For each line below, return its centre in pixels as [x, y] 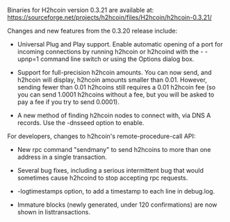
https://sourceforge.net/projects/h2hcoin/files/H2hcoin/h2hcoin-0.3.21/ [109, 17]
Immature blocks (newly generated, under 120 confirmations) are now [117, 205]
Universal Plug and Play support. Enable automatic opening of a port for [120, 44]
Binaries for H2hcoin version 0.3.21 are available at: [81, 10]
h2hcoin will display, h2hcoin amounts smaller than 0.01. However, [112, 80]
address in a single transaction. [62, 157]
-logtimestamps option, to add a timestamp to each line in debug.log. [116, 191]
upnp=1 [28, 59]
